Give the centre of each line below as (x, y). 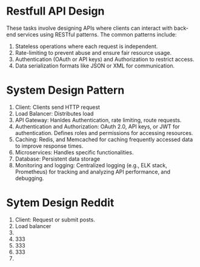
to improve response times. (49, 146)
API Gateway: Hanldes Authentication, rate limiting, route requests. (98, 120)
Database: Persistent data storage (58, 159)
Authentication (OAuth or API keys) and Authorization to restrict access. (105, 59)
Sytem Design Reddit (60, 203)
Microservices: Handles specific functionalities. (74, 152)
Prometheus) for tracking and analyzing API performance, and (93, 172)
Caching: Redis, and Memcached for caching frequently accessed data (104, 139)
